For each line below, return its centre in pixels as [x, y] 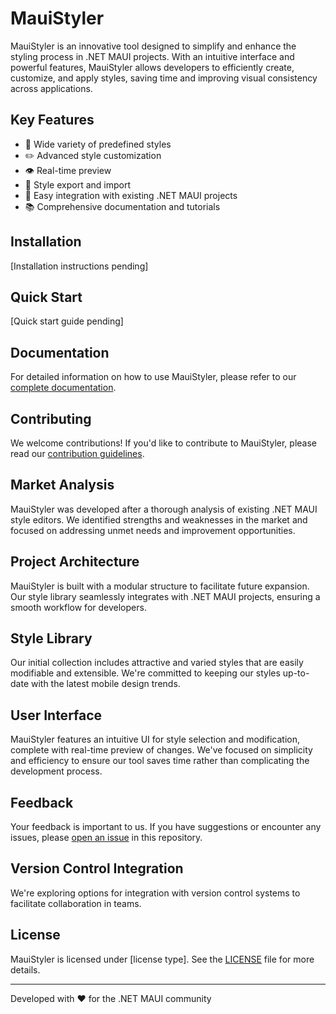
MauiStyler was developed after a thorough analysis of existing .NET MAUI [164, 509]
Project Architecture [75, 562]
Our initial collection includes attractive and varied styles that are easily [157, 663]
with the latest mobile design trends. [105, 684]
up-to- [296, 673]
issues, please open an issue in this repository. [106, 838]
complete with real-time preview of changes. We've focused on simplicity [161, 750]
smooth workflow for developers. [78, 607]
